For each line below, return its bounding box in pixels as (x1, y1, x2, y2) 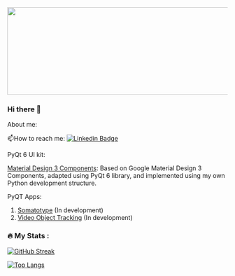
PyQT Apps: (7, 193, 42, 201)
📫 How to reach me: (7, 134, 65, 143)
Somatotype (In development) (17, 206, 104, 214)
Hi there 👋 (7, 104, 42, 114)
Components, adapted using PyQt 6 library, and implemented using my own (7, 172, 225, 180)
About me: (7, 120, 37, 129)
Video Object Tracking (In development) (17, 214, 133, 222)
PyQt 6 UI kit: (7, 151, 45, 159)
